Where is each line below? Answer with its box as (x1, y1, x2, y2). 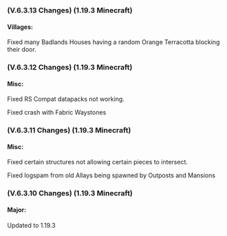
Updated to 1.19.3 (7, 221, 56, 229)
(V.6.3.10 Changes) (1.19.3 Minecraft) (7, 188, 133, 198)
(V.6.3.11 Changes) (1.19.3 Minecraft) (7, 126, 131, 135)
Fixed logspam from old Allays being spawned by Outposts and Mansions (7, 171, 215, 179)
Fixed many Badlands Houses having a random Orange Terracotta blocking (7, 38, 220, 46)
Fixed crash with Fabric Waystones (7, 108, 107, 117)
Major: (7, 206, 26, 214)
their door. (7, 46, 36, 54)
